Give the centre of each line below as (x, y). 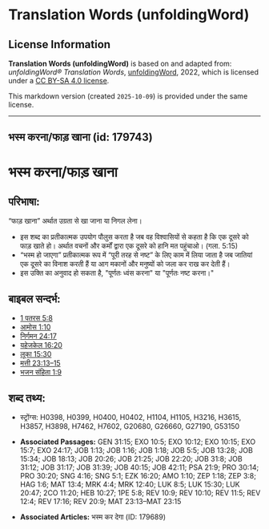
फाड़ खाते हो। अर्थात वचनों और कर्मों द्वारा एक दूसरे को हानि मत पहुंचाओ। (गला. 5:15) (129, 246)
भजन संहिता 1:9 (41, 372)
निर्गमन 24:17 (38, 336)
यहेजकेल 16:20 (41, 345)
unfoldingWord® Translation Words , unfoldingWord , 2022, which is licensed (133, 72)
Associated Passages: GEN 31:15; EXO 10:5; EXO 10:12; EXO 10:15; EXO (138, 442)
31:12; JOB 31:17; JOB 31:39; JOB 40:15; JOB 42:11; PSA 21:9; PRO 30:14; (139, 467)
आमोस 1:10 (35, 327)
